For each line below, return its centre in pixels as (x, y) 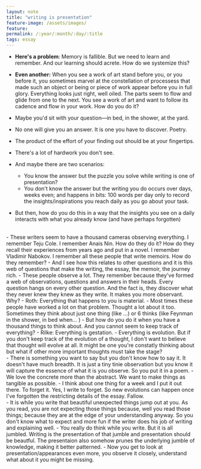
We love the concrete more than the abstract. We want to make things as (96, 377)
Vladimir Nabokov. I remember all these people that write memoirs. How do (99, 256)
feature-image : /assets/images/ (46, 23)
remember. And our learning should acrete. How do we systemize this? (102, 63)
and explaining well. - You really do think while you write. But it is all (90, 428)
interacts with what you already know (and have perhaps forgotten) (98, 219)
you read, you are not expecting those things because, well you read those (98, 409)
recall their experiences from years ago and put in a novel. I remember (93, 250)
